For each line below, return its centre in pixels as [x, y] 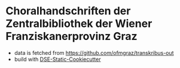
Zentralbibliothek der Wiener [79, 24]
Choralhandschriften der [68, 11]
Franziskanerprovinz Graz [71, 36]
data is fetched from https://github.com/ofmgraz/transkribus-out [94, 52]
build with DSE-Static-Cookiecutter [57, 59]
